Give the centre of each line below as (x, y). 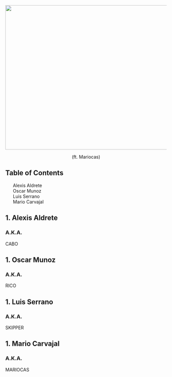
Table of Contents (35, 173)
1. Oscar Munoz (30, 260)
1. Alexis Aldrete (31, 218)
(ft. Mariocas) (86, 157)
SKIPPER (15, 327)
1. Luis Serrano (29, 302)
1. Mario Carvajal (33, 344)
